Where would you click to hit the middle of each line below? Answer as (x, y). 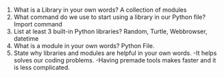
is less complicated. (42, 67)
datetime (26, 39)
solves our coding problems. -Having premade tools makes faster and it (115, 60)
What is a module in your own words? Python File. (84, 46)
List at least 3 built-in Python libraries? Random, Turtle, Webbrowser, (110, 31)
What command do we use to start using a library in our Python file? (110, 17)
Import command (38, 24)
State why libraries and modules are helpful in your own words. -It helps (115, 53)
